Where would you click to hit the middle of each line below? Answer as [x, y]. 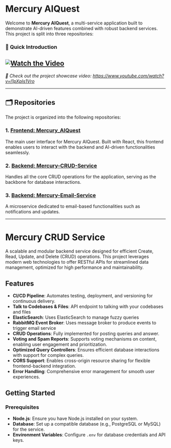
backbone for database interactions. [43, 182]
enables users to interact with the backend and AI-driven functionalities [80, 147]
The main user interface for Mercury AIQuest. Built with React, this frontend [84, 142]
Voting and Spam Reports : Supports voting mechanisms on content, [84, 339]
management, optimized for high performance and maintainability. [75, 267]
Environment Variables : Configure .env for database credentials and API [89, 435]
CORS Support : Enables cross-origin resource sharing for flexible [81, 361]
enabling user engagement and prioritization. [60, 345]
